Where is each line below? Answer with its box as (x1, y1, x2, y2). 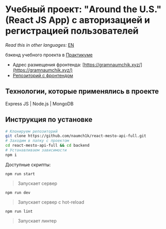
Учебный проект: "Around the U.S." (5, 4, 161, 15)
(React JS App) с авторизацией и (5, 14, 150, 26)
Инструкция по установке (5, 115, 93, 124)
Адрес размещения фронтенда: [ (12, 61, 85, 68)
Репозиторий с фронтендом (12, 72, 74, 78)
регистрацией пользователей (5, 25, 139, 37)
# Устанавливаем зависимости (5, 148, 67, 153)
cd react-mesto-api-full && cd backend (5, 143, 90, 148)
